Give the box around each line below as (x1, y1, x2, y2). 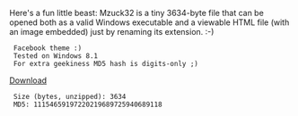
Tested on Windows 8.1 (13, 52, 99, 61)
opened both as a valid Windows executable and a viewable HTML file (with (9, 17, 290, 28)
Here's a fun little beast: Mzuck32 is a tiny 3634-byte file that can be (9, 8, 265, 18)
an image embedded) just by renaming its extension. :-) (9, 27, 215, 37)
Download (9, 75, 48, 86)
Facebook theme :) (13, 44, 83, 53)
